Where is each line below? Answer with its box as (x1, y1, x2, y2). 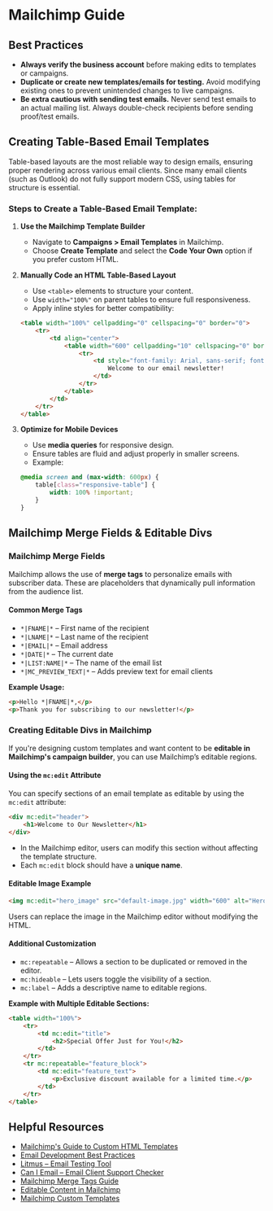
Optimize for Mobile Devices (19, 425, 119, 435)
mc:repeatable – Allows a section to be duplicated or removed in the (19, 956, 248, 966)
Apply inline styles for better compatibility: (32, 304, 175, 313)
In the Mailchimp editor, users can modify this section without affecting (19, 842, 258, 852)
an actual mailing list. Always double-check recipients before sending (19, 103, 253, 112)
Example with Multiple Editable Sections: (8, 999, 149, 1008)
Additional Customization (8, 938, 97, 949)
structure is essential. (8, 182, 80, 192)
